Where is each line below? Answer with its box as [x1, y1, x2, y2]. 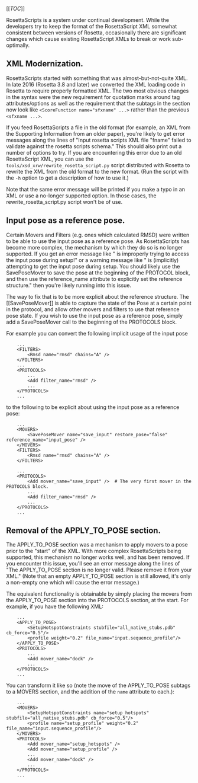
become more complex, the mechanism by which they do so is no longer [6, 244, 183, 251]
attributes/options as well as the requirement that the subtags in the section [6, 100, 190, 107]
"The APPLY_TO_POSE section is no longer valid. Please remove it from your [6, 566, 192, 574]
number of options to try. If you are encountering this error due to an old [6, 149, 182, 156]
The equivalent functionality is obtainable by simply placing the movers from [6, 590, 192, 597]
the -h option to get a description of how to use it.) [6, 174, 129, 181]
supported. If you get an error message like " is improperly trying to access [6, 250, 189, 257]
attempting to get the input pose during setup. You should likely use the [6, 263, 180, 270]
